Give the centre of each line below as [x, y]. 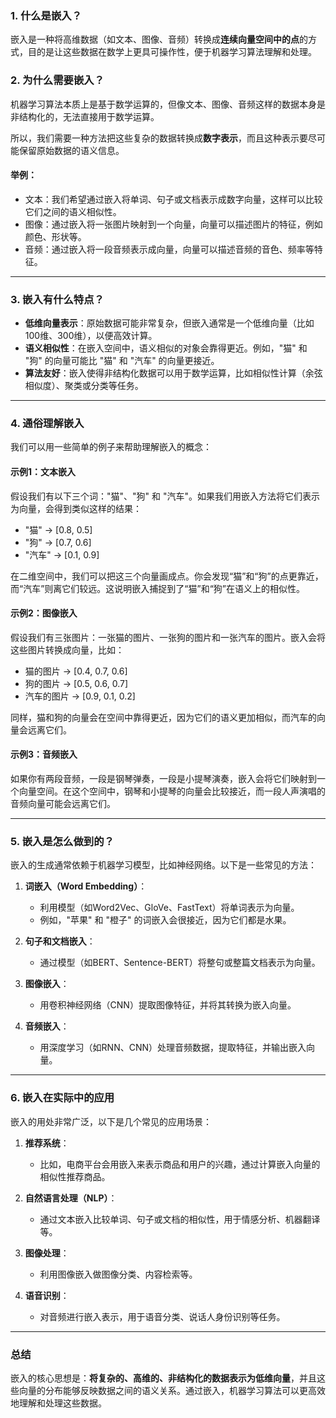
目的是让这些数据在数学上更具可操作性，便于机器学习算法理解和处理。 [172, 52]
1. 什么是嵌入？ [46, 15]
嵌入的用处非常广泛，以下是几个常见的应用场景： [111, 1121]
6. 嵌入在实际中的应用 [62, 1098]
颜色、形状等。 [55, 236]
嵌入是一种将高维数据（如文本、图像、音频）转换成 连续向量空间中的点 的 [159, 39]
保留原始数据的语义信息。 [71, 150]
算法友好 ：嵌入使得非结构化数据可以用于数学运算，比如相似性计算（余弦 [173, 373]
